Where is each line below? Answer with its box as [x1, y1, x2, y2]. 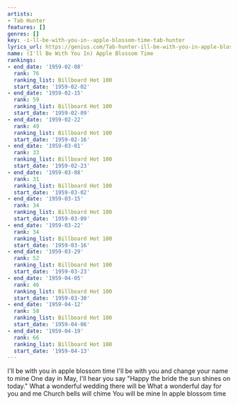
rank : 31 [13, 175, 40, 183]
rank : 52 [13, 255, 40, 262]
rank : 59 [13, 97, 40, 104]
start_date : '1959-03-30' [13, 294, 91, 302]
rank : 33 [13, 149, 40, 156]
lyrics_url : [7, 43, 42, 50]
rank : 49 [13, 122, 40, 130]
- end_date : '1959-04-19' [7, 328, 84, 335]
